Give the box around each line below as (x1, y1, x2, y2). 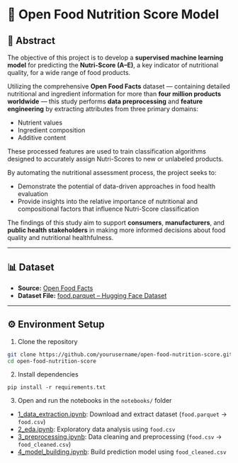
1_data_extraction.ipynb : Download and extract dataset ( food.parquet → (17, 410, 227, 418)
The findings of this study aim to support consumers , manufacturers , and (7, 219, 225, 227)
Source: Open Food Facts (17, 283, 93, 292)
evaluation (17, 190, 48, 198)
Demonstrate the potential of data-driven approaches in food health (17, 182, 216, 190)
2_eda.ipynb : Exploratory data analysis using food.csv (17, 425, 176, 434)
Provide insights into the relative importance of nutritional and (17, 198, 198, 205)
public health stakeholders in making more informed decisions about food (7, 226, 226, 234)
